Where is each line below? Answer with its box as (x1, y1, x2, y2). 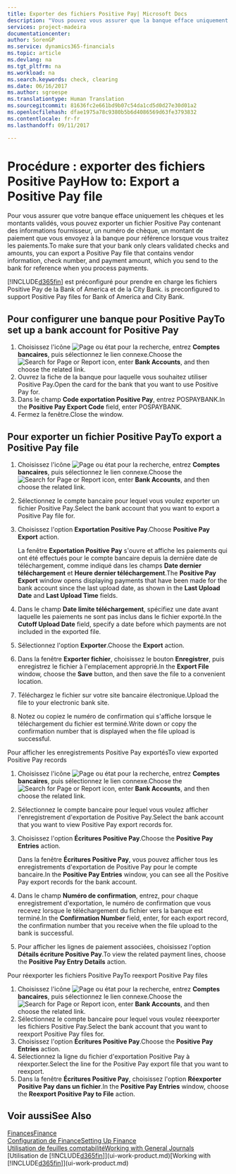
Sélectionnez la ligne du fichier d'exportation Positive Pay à (17, 1052, 190, 1061)
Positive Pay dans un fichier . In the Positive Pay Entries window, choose (17, 1082, 229, 1091)
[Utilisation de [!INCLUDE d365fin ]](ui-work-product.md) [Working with (7, 1151, 211, 1160)
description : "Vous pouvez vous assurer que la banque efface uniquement (7, 17, 229, 24)
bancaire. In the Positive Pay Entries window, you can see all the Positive (17, 870, 229, 879)
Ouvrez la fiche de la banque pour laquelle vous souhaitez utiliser (17, 373, 208, 381)
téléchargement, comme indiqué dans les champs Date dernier (17, 561, 202, 570)
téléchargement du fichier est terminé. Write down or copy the (17, 720, 197, 728)
